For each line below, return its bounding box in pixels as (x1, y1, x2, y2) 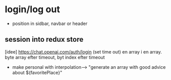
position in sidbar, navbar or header (12, 20, 88, 26)
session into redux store (5, 35, 84, 44)
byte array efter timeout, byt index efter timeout (5, 54, 105, 60)
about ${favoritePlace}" (12, 69, 62, 75)
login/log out (5, 4, 60, 15)
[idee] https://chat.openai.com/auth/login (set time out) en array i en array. (5, 48, 162, 55)
